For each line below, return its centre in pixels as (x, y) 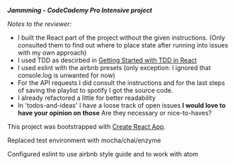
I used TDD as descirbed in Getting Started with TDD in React (107, 60)
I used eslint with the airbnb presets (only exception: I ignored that (114, 68)
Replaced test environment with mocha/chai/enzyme (84, 140)
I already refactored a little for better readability (86, 98)
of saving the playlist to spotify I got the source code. (95, 90)
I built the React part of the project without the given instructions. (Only (121, 38)
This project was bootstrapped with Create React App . (87, 126)
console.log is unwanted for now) (66, 75)
